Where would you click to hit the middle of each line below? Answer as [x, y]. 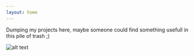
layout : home [22, 12]
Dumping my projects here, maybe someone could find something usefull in [97, 30]
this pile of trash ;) [28, 36]
